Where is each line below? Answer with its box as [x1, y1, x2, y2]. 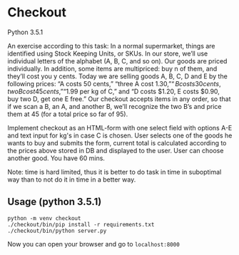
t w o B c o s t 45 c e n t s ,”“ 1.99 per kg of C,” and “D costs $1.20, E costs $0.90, [7, 87, 220, 95]
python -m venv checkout [7, 214, 81, 222]
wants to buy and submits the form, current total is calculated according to [7, 138, 227, 147]
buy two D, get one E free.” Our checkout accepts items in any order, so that [7, 94, 231, 103]
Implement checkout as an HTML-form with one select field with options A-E [7, 123, 233, 132]
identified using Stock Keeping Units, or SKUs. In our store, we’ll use [7, 49, 208, 58]
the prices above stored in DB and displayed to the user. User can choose [7, 146, 224, 155]
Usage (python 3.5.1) [7, 196, 102, 208]
